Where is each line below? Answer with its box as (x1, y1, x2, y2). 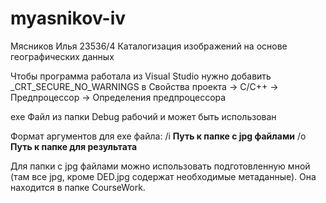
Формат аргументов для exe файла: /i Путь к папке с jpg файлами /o (10, 130, 307, 142)
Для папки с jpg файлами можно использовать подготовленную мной (10, 160, 311, 172)
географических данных (10, 50, 115, 62)
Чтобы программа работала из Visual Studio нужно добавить (10, 70, 272, 82)
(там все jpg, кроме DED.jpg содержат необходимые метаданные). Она (10, 170, 317, 182)
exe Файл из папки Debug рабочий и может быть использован (10, 110, 277, 122)
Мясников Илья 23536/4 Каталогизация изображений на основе (10, 40, 288, 52)
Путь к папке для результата (10, 140, 138, 152)
